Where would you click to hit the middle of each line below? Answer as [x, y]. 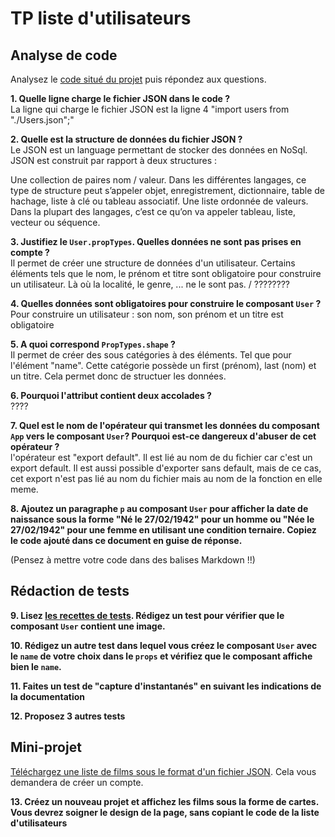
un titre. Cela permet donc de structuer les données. [118, 376]
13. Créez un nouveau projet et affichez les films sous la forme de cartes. [164, 801]
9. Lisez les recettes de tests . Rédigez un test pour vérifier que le [147, 615]
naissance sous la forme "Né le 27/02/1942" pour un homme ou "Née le [162, 519]
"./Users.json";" [42, 120]
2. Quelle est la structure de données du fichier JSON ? [126, 139]
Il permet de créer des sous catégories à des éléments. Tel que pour [151, 355]
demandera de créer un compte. [77, 782]
